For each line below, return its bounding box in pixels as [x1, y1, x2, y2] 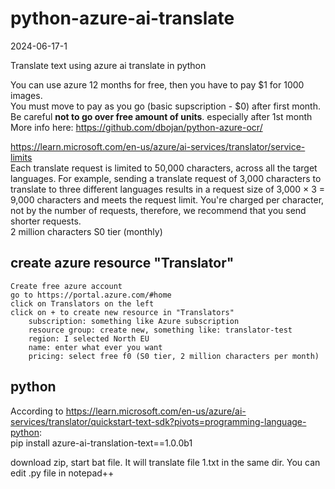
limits [10, 151, 33, 163]
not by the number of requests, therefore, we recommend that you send [10, 204, 307, 216]
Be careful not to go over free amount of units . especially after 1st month [10, 110, 313, 122]
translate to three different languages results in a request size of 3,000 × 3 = [10, 183, 326, 195]
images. [10, 89, 43, 101]
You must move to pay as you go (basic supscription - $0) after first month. [10, 100, 321, 112]
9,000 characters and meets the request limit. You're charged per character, [10, 193, 325, 206]
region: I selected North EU [28, 333, 150, 344]
